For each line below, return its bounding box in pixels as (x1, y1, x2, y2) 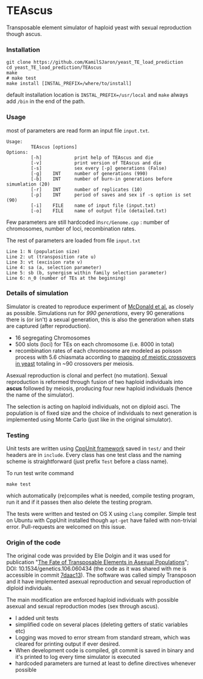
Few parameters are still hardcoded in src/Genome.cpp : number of (6, 218, 170, 226)
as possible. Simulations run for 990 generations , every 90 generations (6, 309, 185, 316)
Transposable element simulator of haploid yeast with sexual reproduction (6, 24, 192, 31)
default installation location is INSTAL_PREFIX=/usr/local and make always (6, 91, 188, 99)
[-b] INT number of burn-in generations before (30, 176, 173, 182)
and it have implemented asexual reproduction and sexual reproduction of (6, 578, 191, 585)
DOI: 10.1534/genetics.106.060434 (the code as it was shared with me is (6, 565, 187, 573)
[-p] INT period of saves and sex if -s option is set (30, 192, 191, 198)
